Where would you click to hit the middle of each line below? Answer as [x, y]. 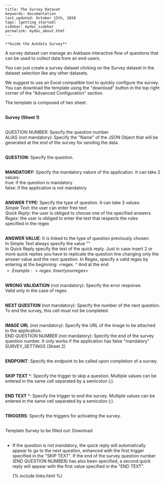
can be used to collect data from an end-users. [53, 58]
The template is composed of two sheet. [46, 102]
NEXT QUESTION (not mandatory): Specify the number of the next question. [83, 305]
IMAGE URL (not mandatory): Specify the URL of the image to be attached [80, 325]
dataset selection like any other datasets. [47, 73]
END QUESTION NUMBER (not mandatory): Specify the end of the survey [80, 336]
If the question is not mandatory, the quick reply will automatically [79, 445]
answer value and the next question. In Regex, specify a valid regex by [77, 259]
